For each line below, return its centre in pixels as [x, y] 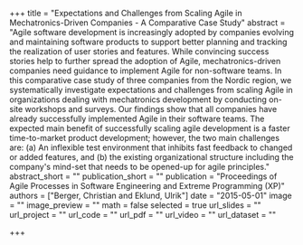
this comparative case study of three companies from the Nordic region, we [151, 80]
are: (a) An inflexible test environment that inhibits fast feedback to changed [151, 147]
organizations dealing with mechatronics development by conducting [138, 99]
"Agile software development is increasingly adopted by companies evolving [151, 32]
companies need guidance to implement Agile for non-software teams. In [146, 71]
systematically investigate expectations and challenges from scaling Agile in [151, 90]
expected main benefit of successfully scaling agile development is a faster [150, 128]
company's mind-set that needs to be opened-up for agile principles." [139, 167]
